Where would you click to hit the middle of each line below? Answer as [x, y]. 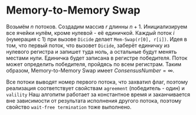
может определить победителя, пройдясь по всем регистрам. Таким [94, 64]
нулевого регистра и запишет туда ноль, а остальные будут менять [92, 51]
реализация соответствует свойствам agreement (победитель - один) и [95, 88]
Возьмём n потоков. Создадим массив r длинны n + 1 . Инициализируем [97, 27]
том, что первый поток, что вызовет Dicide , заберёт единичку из [88, 45]
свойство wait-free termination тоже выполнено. [69, 107]
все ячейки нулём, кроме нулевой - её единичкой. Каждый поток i [90, 32]
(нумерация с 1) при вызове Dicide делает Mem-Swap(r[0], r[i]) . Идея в [97, 39]
